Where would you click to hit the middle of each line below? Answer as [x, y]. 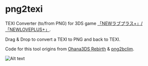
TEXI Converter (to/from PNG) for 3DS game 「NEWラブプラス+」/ [74, 23]
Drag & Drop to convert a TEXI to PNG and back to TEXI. [63, 39]
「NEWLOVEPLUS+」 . [28, 29]
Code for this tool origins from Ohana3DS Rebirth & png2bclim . [70, 49]
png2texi [24, 9]
